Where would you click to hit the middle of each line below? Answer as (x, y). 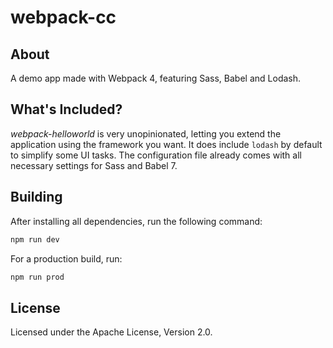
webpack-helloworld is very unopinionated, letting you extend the (146, 133)
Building (36, 197)
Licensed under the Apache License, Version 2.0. (111, 332)
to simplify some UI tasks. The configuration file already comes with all (156, 155)
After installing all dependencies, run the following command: (136, 221)
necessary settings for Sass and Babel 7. (94, 165)
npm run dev (35, 239)
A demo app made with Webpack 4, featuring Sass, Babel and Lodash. (156, 78)
